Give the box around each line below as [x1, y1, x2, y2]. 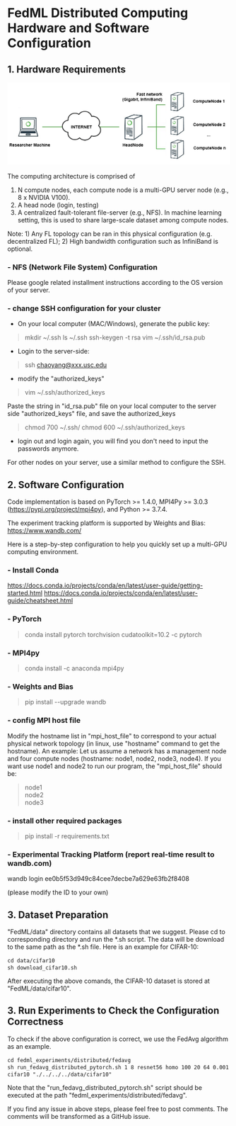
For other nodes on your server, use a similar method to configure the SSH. [7, 458, 226, 467]
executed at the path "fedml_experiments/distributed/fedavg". [7, 1091, 187, 1099]
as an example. [7, 1042, 52, 1050]
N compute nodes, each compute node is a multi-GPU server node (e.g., [17, 186, 229, 194]
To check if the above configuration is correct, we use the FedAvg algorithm [7, 1035, 228, 1043]
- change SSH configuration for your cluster [7, 303, 161, 313]
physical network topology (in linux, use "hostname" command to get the [7, 739, 220, 748]
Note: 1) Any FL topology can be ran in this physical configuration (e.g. [7, 229, 213, 238]
